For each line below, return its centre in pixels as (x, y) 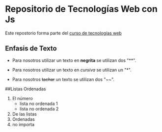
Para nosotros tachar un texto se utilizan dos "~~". (63, 79)
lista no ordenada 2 (39, 108)
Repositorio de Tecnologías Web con (81, 9)
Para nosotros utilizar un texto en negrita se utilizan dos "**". (74, 60)
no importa (23, 124)
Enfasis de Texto (31, 48)
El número (22, 98)
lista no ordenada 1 (39, 104)
